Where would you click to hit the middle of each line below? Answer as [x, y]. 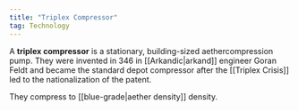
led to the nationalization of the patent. [81, 79]
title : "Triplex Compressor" [64, 17]
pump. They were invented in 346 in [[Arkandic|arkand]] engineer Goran [143, 60]
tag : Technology [39, 26]
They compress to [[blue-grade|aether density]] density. [113, 96]
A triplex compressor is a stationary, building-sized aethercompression [141, 51]
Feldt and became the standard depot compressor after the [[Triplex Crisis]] [149, 70]
